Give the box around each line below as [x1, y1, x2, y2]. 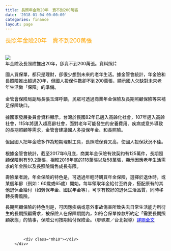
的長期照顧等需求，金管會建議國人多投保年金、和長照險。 [5, 127, 126, 133]
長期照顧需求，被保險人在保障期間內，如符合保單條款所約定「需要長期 [14, 210, 161, 217]
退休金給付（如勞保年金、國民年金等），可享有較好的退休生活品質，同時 [9, 187, 159, 193]
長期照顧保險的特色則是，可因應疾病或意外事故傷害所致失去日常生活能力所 [5, 204, 161, 210]
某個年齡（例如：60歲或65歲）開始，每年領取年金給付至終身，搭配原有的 [5, 181, 159, 187]
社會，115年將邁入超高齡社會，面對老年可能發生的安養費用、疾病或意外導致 [5, 120, 163, 127]
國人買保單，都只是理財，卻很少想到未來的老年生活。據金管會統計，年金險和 [5, 71, 166, 78]
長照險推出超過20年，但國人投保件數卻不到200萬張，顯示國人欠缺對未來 [5, 78, 158, 84]
